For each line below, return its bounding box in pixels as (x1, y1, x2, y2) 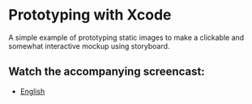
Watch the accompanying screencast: (8, 65, 205, 79)
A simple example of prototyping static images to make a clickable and (8, 32, 245, 42)
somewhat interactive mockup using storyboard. (8, 41, 170, 50)
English (19, 86, 45, 96)
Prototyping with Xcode (8, 6, 172, 24)
